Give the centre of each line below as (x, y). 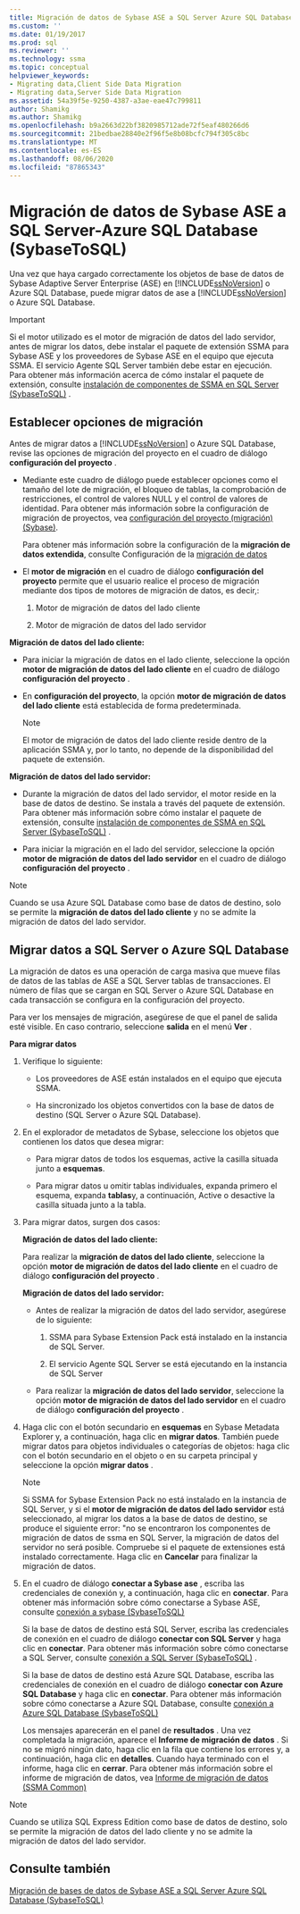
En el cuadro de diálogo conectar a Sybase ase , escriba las (133, 1583)
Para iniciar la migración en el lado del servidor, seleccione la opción (148, 849)
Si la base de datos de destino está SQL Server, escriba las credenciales (155, 1629)
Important (27, 320)
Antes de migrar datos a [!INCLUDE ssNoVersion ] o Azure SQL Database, (143, 444)
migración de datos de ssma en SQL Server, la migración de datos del (150, 1537)
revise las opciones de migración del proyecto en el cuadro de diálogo (138, 453)
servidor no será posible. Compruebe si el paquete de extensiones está (154, 1547)
